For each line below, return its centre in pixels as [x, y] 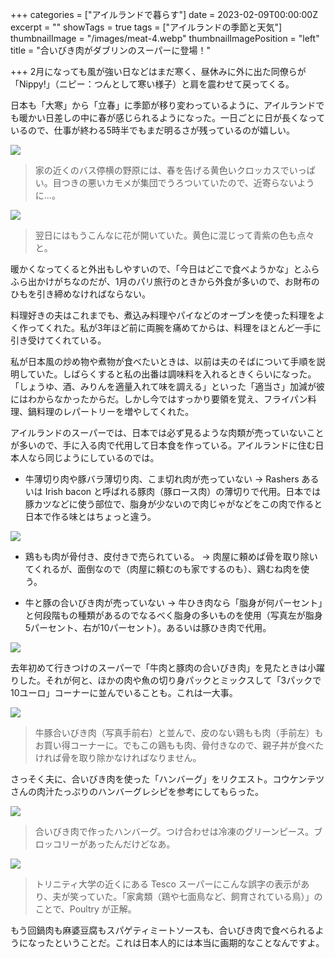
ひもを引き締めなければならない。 [80, 294]
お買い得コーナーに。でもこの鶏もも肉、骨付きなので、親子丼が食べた [179, 745]
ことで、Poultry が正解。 [85, 909]
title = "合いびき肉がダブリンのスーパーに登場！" [111, 50]
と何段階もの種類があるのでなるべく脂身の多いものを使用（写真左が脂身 [173, 615]
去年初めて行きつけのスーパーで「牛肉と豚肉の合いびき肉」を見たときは [159, 667]
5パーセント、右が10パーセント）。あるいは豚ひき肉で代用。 [148, 627]
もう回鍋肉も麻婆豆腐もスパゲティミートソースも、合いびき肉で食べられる [163, 930]
